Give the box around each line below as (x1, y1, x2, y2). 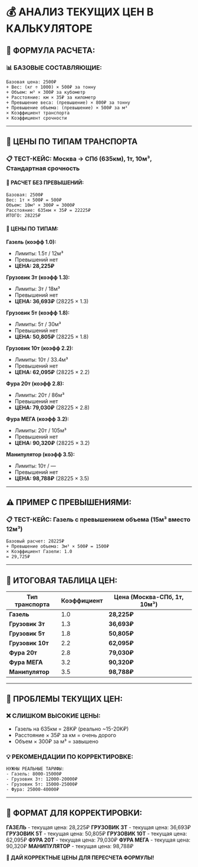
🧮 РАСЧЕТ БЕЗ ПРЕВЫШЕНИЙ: (6, 179, 84, 186)
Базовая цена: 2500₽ (6, 78, 57, 85)
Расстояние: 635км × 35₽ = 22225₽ (6, 208, 91, 214)
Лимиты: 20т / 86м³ (14, 391, 65, 398)
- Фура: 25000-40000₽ (6, 787, 60, 793)
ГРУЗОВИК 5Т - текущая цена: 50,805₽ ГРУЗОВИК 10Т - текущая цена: (6, 830, 187, 837)
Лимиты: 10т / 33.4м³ (14, 356, 68, 363)
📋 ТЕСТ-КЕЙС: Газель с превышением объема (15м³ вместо (6, 515, 190, 524)
